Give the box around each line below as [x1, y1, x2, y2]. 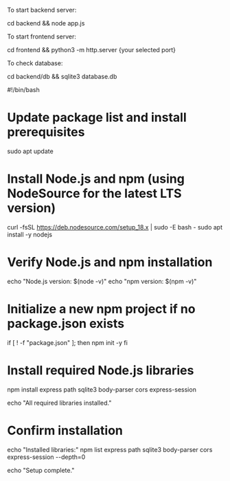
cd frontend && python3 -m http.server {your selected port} [7, 46, 176, 54]
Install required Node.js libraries [7, 362, 194, 378]
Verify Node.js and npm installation [7, 254, 213, 270]
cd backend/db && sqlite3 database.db [7, 72, 117, 80]
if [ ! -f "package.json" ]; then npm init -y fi [7, 338, 128, 346]
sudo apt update [7, 147, 54, 155]
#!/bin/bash [7, 86, 40, 93]
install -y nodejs [7, 230, 53, 238]
